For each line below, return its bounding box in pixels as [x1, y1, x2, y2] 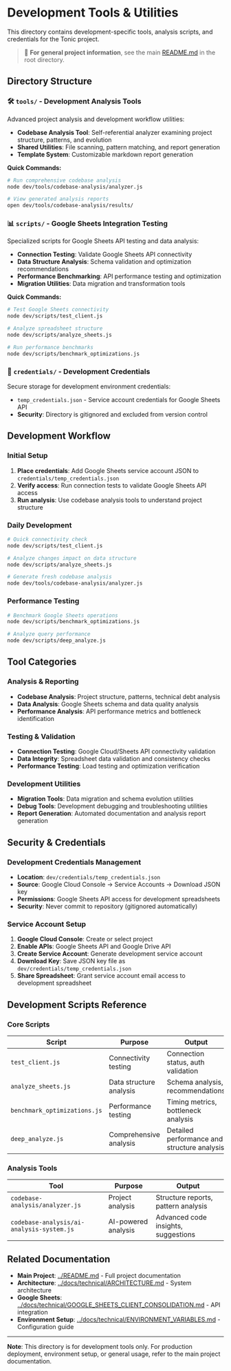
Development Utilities [7, 779, 81, 788]
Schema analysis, [166, 1077, 223, 1087]
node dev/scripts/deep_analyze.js [7, 637, 107, 645]
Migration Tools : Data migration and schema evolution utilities [16, 795, 194, 803]
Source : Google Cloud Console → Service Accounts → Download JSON [16, 880, 221, 888]
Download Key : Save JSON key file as [16, 957, 126, 965]
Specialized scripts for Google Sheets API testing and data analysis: [7, 237, 199, 245]
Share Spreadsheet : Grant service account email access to [16, 972, 186, 980]
